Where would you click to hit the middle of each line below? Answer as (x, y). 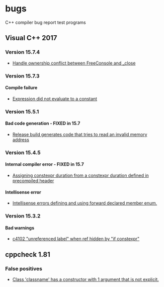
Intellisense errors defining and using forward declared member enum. (85, 203)
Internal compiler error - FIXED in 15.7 (45, 164)
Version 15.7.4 (23, 52)
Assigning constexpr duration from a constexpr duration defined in (81, 175)
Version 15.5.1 (22, 111)
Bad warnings (20, 228)
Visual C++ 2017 (31, 38)
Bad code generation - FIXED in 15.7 (43, 123)
